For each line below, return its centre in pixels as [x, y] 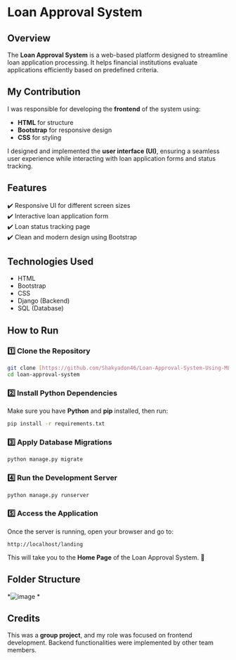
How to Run [33, 330]
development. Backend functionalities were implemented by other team [111, 642]
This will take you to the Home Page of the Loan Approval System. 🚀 [106, 557]
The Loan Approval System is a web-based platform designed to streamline [118, 55]
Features [27, 188]
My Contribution [44, 92]
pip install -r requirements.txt [56, 424]
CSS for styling [39, 137]
